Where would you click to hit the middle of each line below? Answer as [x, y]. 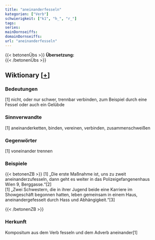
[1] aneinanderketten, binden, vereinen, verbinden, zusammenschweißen [78, 128]
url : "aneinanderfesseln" [31, 41]
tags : [10, 23]
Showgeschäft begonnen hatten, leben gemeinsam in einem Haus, [71, 195]
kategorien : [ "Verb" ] [27, 14]
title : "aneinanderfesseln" [33, 9]
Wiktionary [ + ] [27, 75]
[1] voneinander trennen [29, 151]
